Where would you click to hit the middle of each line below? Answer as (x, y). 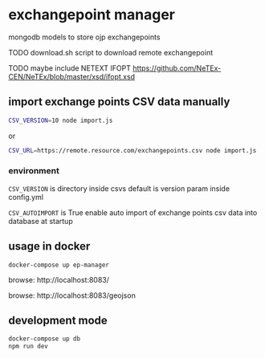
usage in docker (49, 246)
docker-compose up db (45, 339)
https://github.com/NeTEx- (177, 68)
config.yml (26, 197)
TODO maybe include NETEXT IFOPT (69, 68)
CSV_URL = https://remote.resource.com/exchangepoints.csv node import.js (132, 150)
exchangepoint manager (92, 15)
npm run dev (28, 347)
